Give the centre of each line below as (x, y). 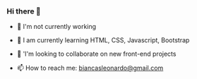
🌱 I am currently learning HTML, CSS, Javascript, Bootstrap (103, 40)
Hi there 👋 (24, 11)
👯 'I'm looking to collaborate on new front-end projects (96, 54)
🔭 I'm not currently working (56, 27)
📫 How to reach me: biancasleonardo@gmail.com (90, 68)
